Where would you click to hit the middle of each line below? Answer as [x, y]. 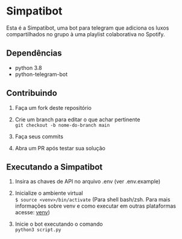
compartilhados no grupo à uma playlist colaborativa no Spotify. [86, 34]
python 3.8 [28, 68]
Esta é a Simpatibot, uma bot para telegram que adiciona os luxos [88, 28]
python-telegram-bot [41, 74]
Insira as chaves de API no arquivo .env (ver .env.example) [88, 182]
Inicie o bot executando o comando [59, 224]
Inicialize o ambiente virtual [49, 193]
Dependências [34, 53]
